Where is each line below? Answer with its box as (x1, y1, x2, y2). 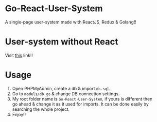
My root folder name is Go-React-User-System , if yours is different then (12, 96, 153, 102)
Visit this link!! (5, 52, 33, 58)
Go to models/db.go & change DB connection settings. (12, 91, 120, 97)
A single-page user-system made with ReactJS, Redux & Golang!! (5, 19, 137, 25)
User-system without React (5, 36, 119, 47)
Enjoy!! (12, 111, 26, 117)
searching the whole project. (12, 106, 70, 112)
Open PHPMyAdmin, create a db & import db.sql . (12, 85, 111, 91)
